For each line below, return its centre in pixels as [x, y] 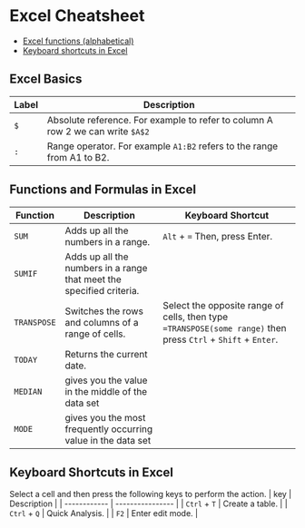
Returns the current [106, 354]
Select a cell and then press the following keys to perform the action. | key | [151, 494]
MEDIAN [28, 391]
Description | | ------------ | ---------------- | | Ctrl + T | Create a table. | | [148, 504]
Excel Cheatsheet [77, 16]
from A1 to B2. [78, 157]
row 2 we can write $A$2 [98, 131]
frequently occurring [109, 429]
